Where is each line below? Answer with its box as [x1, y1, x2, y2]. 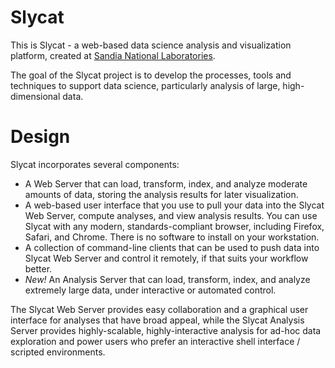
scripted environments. [10, 346, 106, 358]
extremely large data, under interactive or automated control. [24, 284, 277, 296]
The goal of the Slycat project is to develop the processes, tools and [10, 69, 292, 81]
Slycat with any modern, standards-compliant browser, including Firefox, [24, 220, 325, 232]
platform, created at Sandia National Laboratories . [10, 49, 216, 61]
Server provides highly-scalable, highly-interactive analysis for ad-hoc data [10, 324, 322, 336]
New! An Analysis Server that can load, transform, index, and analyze [24, 273, 311, 285]
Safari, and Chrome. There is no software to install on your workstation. [24, 231, 320, 243]
